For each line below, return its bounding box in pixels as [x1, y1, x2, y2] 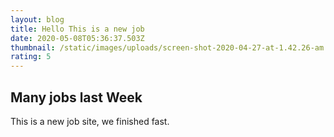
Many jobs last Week [10, 89, 143, 106]
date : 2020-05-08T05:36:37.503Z [10, 33, 145, 43]
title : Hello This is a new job [10, 24, 145, 34]
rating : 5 [10, 52, 52, 62]
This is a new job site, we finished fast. [10, 115, 170, 127]
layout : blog [10, 14, 65, 25]
